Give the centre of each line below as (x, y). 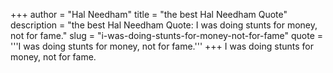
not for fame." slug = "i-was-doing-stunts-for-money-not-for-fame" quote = (167, 35)
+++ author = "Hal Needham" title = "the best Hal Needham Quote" (149, 14)
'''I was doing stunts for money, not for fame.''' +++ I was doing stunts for (162, 46)
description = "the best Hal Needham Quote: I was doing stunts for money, (164, 25)
